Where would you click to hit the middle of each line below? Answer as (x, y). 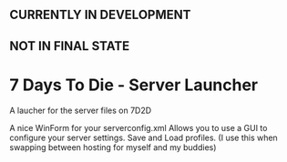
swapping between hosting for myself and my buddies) (113, 147)
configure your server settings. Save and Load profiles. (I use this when (143, 137)
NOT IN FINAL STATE (70, 46)
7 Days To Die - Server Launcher (134, 85)
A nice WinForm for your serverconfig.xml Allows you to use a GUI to (138, 127)
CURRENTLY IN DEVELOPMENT (100, 15)
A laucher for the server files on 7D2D (81, 110)
